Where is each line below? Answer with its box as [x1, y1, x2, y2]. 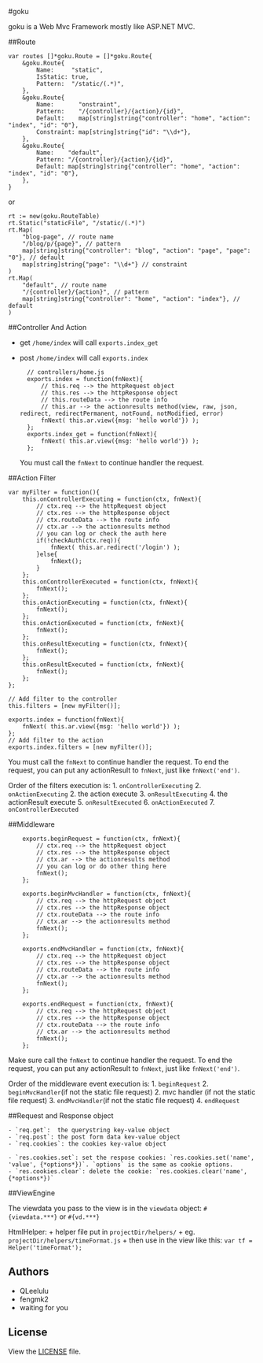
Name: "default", [36, 149, 104, 157]
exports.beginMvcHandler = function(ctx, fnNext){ [22, 890, 192, 898]
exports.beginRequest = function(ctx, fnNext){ [22, 835, 181, 843]
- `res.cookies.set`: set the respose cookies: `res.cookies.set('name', [8, 1154, 255, 1161]
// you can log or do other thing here [36, 862, 167, 870]
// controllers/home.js [27, 369, 104, 376]
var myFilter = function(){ [8, 488, 100, 496]
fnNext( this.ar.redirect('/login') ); [49, 543, 181, 551]
